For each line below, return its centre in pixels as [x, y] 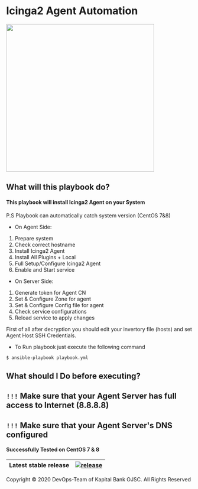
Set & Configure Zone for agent [53, 299]
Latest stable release [39, 465]
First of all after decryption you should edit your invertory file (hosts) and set [99, 329]
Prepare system [34, 238]
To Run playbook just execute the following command [80, 347]
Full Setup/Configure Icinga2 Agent [58, 263]
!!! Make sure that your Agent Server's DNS [89, 426]
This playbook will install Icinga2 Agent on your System [76, 202]
